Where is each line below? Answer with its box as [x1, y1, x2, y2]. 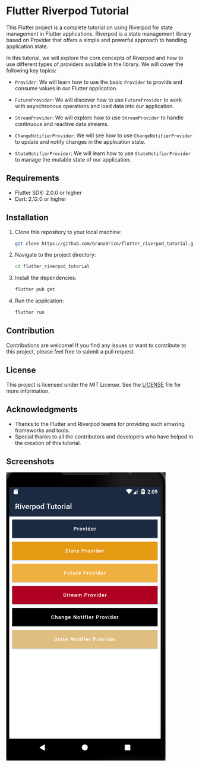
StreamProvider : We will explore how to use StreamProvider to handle [14, 114, 184, 121]
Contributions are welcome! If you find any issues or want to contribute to [6, 342, 187, 349]
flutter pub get [14, 286, 55, 292]
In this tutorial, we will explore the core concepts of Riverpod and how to [6, 54, 184, 61]
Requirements [6, 173, 59, 184]
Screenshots [6, 456, 55, 466]
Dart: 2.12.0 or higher [14, 195, 67, 203]
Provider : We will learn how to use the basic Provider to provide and [14, 78, 183, 86]
